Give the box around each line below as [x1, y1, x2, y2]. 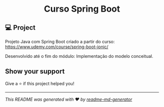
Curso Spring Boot [43, 3, 121, 15]
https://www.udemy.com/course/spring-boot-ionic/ [5, 44, 109, 50]
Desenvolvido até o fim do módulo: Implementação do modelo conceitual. [5, 53, 154, 59]
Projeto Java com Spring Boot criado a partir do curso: [5, 39, 115, 44]
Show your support [5, 67, 65, 76]
